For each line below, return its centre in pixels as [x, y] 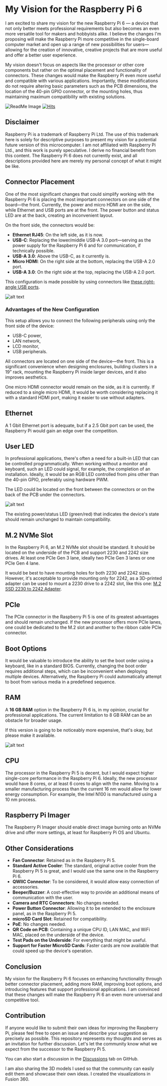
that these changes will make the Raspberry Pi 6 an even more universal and [84, 994]
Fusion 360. [17, 1079]
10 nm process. [21, 799]
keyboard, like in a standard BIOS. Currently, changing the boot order [76, 666]
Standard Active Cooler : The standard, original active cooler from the [84, 866]
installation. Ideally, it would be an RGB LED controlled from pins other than [82, 474]
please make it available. [30, 735]
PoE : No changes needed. [39, 924]
